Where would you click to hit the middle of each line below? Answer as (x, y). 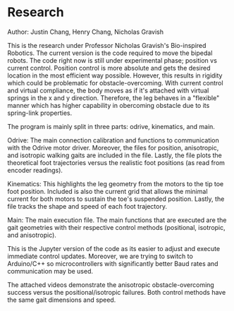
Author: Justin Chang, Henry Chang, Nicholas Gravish (86, 32)
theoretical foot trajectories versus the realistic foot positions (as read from (116, 162)
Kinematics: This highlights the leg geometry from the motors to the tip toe (116, 183)
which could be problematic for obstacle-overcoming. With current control (115, 83)
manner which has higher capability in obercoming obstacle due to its (109, 105)
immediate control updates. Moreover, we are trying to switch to (100, 256)
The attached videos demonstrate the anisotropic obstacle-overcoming (111, 285)
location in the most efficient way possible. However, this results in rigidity (115, 75)
